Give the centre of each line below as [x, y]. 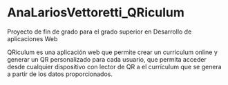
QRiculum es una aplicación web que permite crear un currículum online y [112, 52]
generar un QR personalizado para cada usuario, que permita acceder [107, 59]
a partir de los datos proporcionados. [60, 74]
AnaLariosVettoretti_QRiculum [96, 13]
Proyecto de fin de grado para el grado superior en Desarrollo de [99, 32]
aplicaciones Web [32, 38]
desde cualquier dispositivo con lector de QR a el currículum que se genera [115, 66]
